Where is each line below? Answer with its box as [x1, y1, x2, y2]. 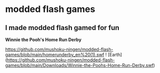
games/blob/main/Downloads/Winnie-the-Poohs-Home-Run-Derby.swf [5, 62, 153, 68]
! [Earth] [105, 51, 122, 57]
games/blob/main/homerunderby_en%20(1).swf [5, 51, 105, 57]
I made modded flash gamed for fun [5, 23, 120, 32]
